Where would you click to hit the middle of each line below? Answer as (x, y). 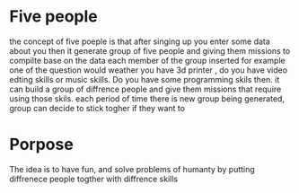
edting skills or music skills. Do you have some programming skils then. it (145, 79)
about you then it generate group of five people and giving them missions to (150, 50)
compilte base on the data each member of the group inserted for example (147, 60)
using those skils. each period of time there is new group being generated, (147, 98)
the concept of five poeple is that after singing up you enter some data (140, 41)
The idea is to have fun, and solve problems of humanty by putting (132, 169)
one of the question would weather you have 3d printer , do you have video (149, 70)
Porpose (41, 145)
